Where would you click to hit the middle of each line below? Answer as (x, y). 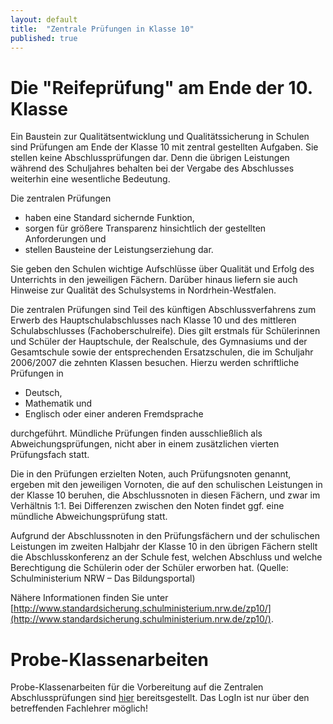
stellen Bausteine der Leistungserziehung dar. (119, 250)
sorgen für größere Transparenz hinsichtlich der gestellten (145, 228)
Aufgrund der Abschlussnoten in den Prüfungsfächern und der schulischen (165, 536)
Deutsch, (43, 393)
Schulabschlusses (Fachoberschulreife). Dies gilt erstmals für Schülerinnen (165, 331)
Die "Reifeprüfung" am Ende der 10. (161, 87)
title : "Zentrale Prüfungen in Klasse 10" (102, 29)
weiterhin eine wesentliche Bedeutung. (90, 179)
